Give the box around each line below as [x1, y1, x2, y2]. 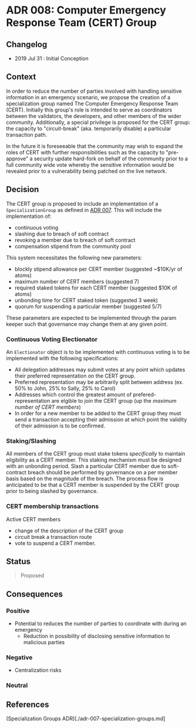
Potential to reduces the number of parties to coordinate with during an [14, 620, 187, 627]
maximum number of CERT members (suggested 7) [14, 278, 140, 285]
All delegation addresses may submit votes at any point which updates [14, 366, 185, 373]
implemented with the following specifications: [6, 355, 119, 362]
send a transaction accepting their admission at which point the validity [14, 416, 187, 423]
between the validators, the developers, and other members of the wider [6, 112, 182, 119]
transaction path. [6, 131, 48, 138]
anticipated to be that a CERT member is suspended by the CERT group [6, 481, 180, 488]
